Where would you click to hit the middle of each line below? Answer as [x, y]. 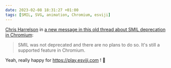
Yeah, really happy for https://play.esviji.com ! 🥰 [55, 60]
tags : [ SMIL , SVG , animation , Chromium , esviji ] [58, 15]
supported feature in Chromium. [52, 50]
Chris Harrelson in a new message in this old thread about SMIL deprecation [86, 29]
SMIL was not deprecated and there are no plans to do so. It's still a [89, 44]
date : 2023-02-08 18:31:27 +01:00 [42, 10]
